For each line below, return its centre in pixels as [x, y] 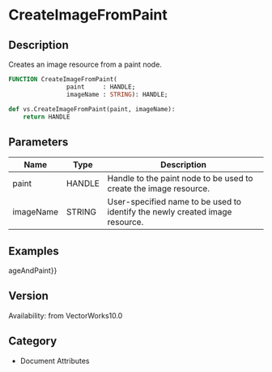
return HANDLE [47, 117]
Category [33, 342]
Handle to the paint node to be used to [180, 179]
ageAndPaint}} [33, 270]
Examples [34, 251]
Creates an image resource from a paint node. [85, 64]
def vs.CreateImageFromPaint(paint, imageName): [92, 109]
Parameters [38, 142]
